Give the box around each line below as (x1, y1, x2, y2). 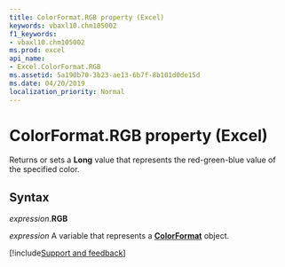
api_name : (9, 54, 46, 63)
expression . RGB (9, 214, 68, 224)
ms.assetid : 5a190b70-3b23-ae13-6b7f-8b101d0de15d (9, 71, 201, 80)
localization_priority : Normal (9, 87, 125, 96)
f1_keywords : (9, 29, 58, 38)
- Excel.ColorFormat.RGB (9, 63, 101, 72)
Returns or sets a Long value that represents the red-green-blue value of (9, 154, 277, 165)
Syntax (9, 190, 50, 205)
